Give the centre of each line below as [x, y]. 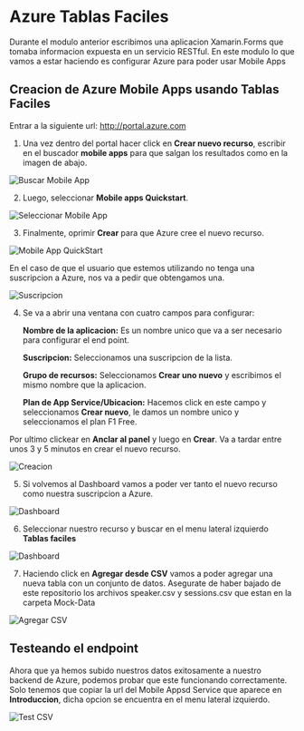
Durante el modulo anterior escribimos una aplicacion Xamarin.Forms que [147, 42]
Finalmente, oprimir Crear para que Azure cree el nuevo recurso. [143, 232]
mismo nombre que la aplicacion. [84, 385]
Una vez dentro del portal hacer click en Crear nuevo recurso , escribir [154, 143]
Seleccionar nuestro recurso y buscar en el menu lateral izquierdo [145, 529]
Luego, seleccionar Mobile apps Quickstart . [105, 198]
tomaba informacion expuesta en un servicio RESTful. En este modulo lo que [152, 51]
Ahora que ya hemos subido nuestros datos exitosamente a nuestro [136, 670]
